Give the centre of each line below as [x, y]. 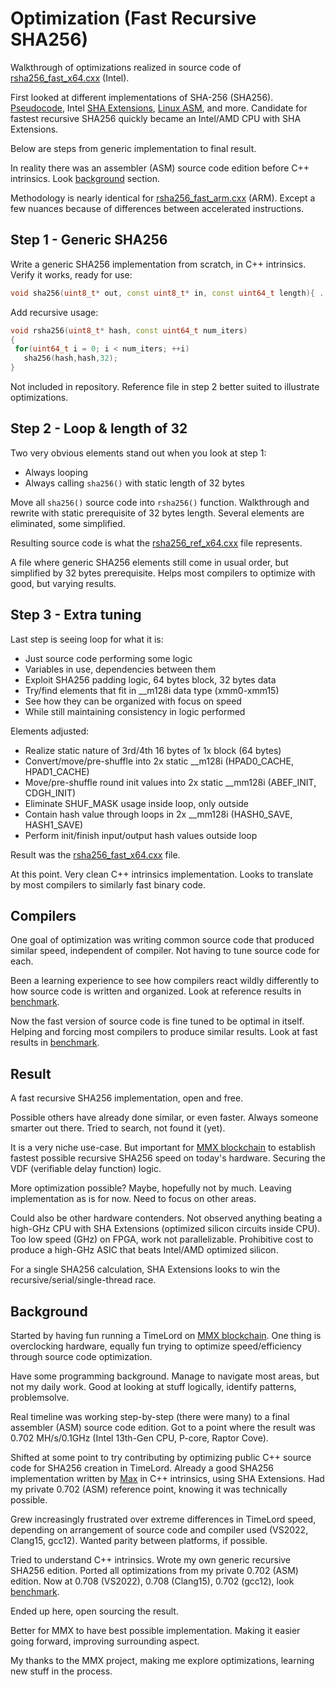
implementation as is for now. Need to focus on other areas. [133, 1199]
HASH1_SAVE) [54, 824]
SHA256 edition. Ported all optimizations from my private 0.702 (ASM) [154, 1571]
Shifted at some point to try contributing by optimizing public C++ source [161, 1458]
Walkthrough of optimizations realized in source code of [126, 67]
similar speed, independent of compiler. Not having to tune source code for [165, 951]
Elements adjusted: [50, 731]
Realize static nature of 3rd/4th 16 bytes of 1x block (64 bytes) [153, 750]
